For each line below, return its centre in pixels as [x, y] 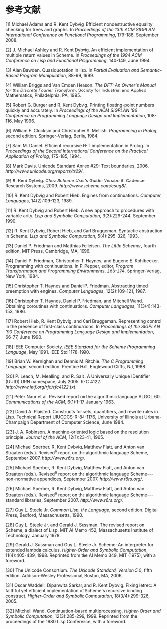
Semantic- [151, 70]
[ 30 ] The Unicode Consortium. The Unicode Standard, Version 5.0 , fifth [79, 570]
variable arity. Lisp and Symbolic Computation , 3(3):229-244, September [81, 216]
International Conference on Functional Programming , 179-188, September [82, 35]
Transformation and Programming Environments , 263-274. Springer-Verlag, [83, 271]
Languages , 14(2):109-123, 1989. [39, 201]
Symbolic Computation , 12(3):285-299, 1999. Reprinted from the [72, 616]
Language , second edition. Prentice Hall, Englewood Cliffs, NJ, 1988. [76, 366]
